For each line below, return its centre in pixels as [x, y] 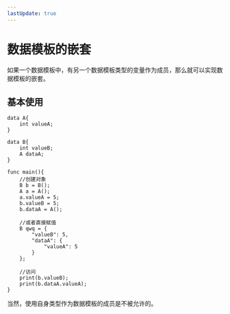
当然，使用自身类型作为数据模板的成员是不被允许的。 [82, 304]
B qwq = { [34, 229]
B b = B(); [35, 186]
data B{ [18, 142]
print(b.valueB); [44, 278]
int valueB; [36, 148]
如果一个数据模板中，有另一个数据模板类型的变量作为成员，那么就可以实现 [112, 70]
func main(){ [26, 172]
